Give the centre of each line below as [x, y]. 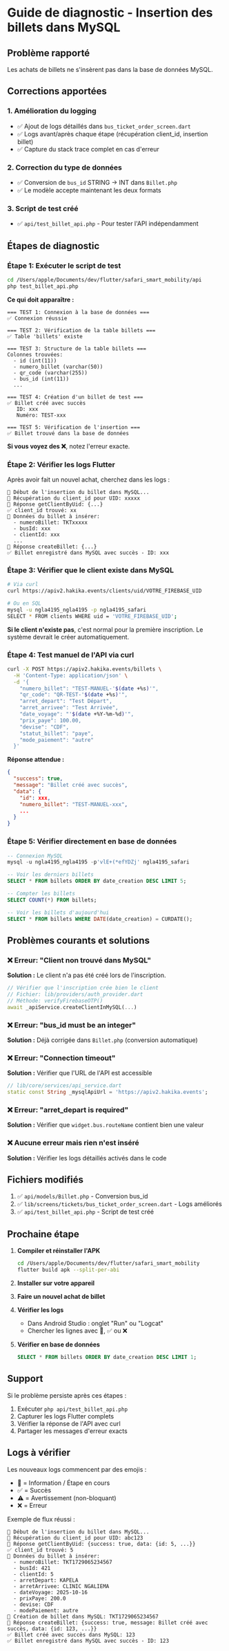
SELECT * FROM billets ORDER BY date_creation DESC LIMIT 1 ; [107, 1358]
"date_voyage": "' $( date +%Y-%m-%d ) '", [77, 714]
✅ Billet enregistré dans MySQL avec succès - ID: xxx [88, 553]
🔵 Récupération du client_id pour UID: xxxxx [73, 499]
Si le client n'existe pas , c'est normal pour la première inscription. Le [105, 629]
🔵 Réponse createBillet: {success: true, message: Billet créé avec [108, 1623]
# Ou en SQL [24, 603]
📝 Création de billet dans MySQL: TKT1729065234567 [83, 1616]
